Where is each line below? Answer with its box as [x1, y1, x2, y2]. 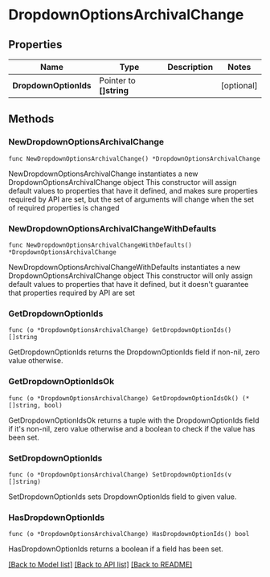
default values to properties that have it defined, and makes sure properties [8, 186, 259, 195]
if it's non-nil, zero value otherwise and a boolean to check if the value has [8, 424, 256, 433]
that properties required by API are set [8, 288, 135, 297]
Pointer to [99, 75, 137, 86]
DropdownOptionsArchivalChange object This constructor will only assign [8, 271, 253, 280]
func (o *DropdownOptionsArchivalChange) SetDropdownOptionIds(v [8, 470, 231, 479]
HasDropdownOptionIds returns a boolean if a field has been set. [8, 544, 223, 554]
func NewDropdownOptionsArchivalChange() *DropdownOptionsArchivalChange [8, 154, 261, 162]
